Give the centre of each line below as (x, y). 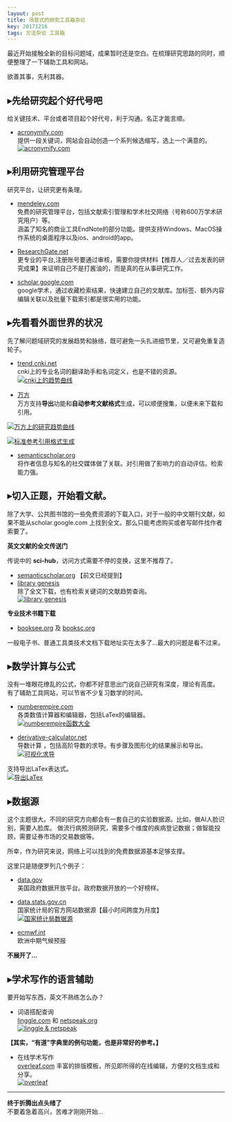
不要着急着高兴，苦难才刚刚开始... (55, 1111)
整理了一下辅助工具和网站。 (52, 62)
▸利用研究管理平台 (46, 172)
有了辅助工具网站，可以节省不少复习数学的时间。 (77, 693)
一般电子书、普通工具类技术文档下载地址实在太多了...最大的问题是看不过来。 (116, 643)
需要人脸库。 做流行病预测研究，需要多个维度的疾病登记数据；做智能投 (120, 828)
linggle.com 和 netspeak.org (57, 1020)
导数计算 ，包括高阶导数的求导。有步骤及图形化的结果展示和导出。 (112, 745)
